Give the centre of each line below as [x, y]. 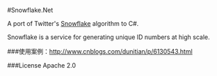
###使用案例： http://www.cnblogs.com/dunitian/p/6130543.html [100, 51]
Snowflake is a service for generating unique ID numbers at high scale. [108, 37]
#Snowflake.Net [30, 10]
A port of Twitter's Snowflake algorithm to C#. [73, 23]
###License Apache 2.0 [42, 65]
